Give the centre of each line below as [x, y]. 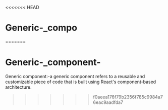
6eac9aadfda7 [108, 102]
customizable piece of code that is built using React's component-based [81, 82]
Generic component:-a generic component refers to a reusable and [75, 76]
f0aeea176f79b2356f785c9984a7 [128, 97]
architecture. [18, 87]
